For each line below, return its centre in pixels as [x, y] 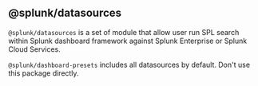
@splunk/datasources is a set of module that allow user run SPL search [124, 32]
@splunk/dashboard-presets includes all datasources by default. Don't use [129, 64]
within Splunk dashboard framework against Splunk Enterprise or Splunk [128, 41]
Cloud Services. [35, 49]
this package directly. [44, 73]
